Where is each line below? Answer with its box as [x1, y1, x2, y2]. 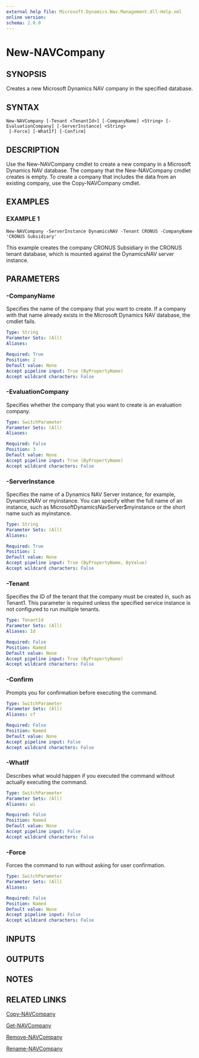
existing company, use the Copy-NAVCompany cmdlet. [6, 180, 141, 187]
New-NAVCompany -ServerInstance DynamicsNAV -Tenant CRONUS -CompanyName [6, 228, 193, 234]
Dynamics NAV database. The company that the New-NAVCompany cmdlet [6, 167, 191, 174]
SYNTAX [6, 102, 40, 112]
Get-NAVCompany [6, 1022, 52, 1029]
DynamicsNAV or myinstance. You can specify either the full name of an [6, 497, 183, 504]
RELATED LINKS [6, 994, 67, 1005]
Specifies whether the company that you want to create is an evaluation [6, 401, 182, 409]
